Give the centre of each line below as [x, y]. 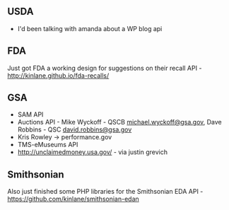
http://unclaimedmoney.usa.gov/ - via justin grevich [93, 152]
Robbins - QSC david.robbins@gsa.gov [75, 129]
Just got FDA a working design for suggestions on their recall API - [105, 68]
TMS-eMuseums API [48, 145]
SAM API [30, 115]
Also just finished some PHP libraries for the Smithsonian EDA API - [105, 192]
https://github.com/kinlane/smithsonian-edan [73, 199]
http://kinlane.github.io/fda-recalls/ [58, 75]
